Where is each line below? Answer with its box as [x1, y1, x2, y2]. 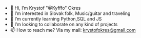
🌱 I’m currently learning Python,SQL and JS [10, 16, 102, 22]
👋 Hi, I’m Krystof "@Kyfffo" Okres [10, 5, 81, 11]
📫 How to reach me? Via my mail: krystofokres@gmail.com [10, 27, 136, 33]
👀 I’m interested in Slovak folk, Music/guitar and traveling [10, 10, 131, 16]
